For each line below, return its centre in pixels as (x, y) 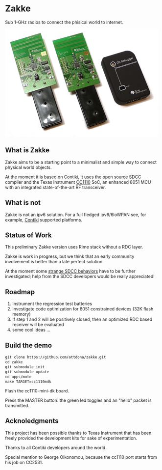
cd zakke (14, 362)
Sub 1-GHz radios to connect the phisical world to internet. (64, 22)
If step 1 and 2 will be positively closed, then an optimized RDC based (82, 319)
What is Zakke (27, 150)
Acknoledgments (32, 421)
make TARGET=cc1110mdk (28, 382)
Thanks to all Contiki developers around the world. (56, 447)
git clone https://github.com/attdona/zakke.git (56, 357)
